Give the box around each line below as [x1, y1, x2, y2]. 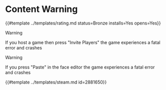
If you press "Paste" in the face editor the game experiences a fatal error [5, 64, 155, 70]
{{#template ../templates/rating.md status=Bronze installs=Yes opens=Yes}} [5, 20, 161, 26]
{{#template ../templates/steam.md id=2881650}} [5, 79, 107, 85]
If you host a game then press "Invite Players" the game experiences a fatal [5, 39, 161, 45]
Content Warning [5, 3, 78, 15]
